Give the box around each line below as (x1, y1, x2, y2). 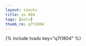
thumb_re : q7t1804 (5, 21, 44, 27)
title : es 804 (5, 12, 36, 17)
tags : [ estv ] (5, 17, 33, 22)
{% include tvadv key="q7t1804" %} (5, 35, 81, 41)
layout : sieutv (5, 7, 38, 13)
